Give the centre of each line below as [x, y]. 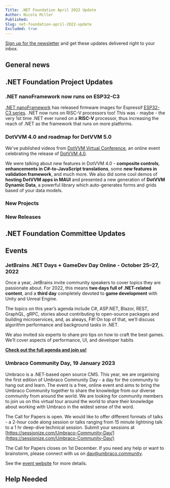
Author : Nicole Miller [29, 15]
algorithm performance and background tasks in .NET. [62, 325]
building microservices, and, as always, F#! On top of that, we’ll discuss [80, 319]
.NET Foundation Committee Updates [65, 234]
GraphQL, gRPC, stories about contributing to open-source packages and [82, 314]
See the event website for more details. [46, 463]
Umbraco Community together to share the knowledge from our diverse [80, 390]
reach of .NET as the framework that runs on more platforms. [69, 124]
